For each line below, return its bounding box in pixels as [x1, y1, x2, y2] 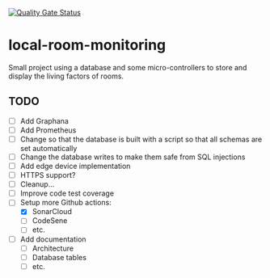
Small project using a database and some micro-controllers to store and [8, 62, 247, 72]
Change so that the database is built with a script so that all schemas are [19, 134, 263, 144]
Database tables [32, 252, 87, 262]
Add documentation [19, 234, 86, 244]
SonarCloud [32, 207, 73, 217]
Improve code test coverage [19, 188, 115, 198]
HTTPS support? [19, 171, 76, 180]
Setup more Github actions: [19, 198, 112, 208]
